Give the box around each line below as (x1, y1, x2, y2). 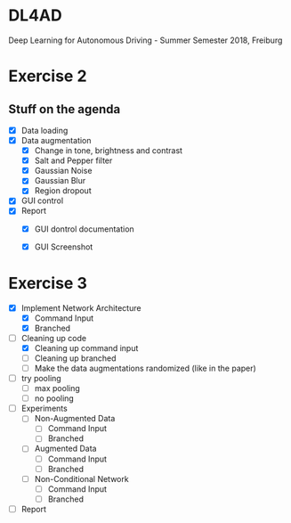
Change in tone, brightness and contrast (34, 145, 183, 156)
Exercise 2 (8, 66, 87, 86)
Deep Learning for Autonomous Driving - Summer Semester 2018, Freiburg (8, 35, 283, 45)
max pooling (34, 383, 81, 394)
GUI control (20, 195, 64, 206)
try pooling (20, 373, 61, 383)
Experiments (20, 403, 68, 414)
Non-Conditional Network (34, 473, 130, 484)
